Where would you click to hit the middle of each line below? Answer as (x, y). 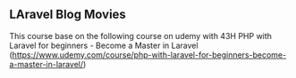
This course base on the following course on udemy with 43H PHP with (141, 35)
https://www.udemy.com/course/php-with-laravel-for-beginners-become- (149, 55)
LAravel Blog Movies (68, 15)
